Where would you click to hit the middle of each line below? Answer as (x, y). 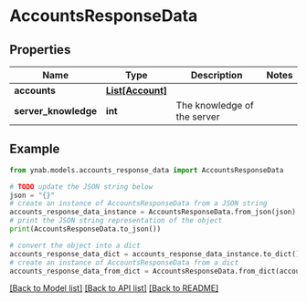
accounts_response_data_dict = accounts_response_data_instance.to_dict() (155, 254)
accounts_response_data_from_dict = (79, 271)
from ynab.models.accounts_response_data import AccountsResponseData (147, 170)
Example (35, 149)
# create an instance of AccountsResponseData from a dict (124, 262)
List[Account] (136, 90)
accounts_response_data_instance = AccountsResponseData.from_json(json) (153, 212)
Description (217, 75)
